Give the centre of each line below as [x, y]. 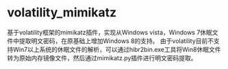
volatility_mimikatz [62, 13]
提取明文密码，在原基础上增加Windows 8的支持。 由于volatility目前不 [116, 41]
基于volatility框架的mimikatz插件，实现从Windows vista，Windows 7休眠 [110, 32]
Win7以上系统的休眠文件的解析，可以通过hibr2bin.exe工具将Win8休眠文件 [117, 49]
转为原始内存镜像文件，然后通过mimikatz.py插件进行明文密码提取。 [102, 58]
